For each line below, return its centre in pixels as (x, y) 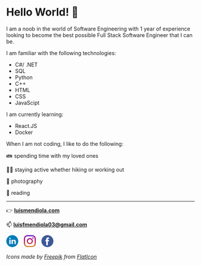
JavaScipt (27, 103)
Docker (24, 132)
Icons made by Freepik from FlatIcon (52, 256)
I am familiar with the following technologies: (61, 53)
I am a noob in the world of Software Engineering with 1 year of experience (98, 29)
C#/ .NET (26, 65)
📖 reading (18, 192)
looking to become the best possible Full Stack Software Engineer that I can (100, 35)
